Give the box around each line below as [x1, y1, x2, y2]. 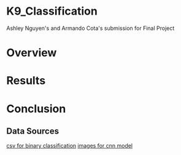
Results [6, 74, 46, 88]
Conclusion [6, 102, 66, 115]
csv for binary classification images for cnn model [6, 142, 133, 150]
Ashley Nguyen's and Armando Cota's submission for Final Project [6, 24, 175, 32]
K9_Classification [6, 4, 98, 18]
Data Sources [6, 126, 60, 136]
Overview [6, 46, 57, 60]
